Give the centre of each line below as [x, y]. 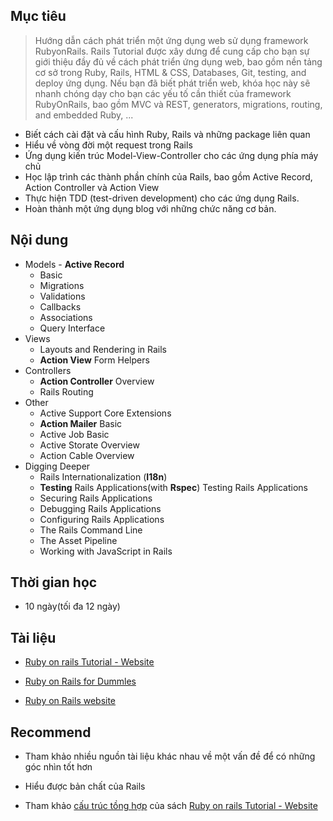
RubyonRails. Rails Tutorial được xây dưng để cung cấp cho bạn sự [172, 51]
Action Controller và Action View [92, 187]
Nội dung [39, 240]
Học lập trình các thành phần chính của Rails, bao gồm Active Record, [168, 176]
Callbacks [60, 306]
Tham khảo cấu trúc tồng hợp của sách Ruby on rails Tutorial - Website [171, 806]
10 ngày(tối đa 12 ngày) [72, 606]
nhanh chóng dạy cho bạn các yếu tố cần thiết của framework [163, 93]
